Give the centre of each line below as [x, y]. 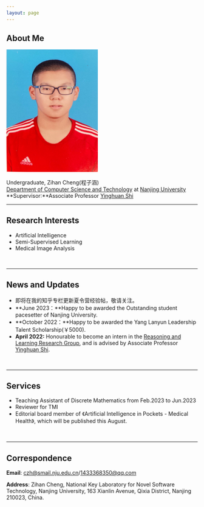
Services [24, 386]
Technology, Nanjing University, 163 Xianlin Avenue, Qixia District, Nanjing [99, 491]
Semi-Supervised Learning [49, 242]
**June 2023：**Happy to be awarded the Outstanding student [96, 308]
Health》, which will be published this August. [71, 421]
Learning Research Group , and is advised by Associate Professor [96, 343]
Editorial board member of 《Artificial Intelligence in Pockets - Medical [101, 414]
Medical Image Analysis [45, 248]
